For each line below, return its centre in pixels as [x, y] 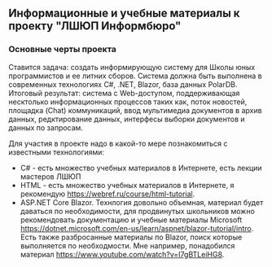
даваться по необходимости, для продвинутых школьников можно [137, 211]
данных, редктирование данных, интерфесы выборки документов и [127, 119]
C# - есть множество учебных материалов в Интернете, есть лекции [141, 168]
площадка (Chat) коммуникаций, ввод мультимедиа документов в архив [135, 110]
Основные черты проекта [62, 50]
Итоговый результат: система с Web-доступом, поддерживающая [124, 93]
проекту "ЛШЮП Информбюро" [95, 26]
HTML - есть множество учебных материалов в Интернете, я [127, 185]
